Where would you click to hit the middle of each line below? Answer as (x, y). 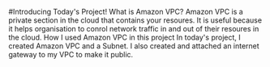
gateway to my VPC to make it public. (71, 54)
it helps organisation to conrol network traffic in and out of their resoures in (134, 29)
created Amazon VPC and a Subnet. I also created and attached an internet (134, 46)
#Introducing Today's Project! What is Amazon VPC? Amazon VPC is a (126, 12)
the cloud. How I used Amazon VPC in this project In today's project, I (124, 37)
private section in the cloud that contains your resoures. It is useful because (135, 20)
